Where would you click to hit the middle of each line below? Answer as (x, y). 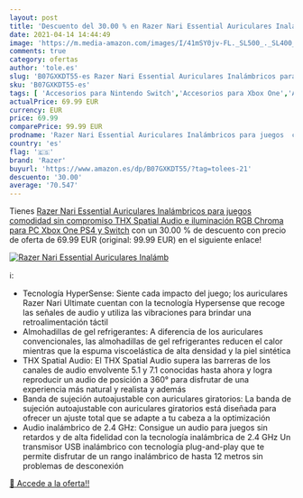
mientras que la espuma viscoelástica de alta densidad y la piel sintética (156, 351)
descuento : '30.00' (46, 177)
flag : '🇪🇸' (32, 152)
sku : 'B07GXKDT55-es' (50, 85)
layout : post (34, 18)
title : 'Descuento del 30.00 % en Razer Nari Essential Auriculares (141, 26)
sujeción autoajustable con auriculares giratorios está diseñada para (149, 409)
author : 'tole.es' (44, 69)
